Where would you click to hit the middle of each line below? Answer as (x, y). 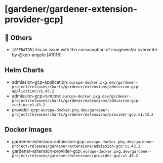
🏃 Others (19, 38)
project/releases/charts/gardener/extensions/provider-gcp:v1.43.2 (82, 114)
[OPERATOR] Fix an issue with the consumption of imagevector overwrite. (85, 49)
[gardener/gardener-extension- (71, 9)
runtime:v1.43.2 (28, 105)
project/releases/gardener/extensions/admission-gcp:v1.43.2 (76, 146)
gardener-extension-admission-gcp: (49, 141)
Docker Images (28, 130)
